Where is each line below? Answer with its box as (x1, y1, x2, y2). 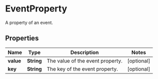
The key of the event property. (46, 65, 118, 72)
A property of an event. (5, 19, 53, 25)
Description (70, 48, 99, 55)
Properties (5, 34, 39, 42)
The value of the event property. (46, 57, 122, 64)
